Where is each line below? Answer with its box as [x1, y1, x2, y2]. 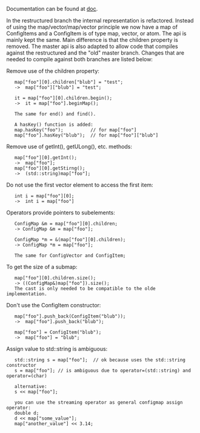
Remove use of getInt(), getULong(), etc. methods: [6, 143, 132, 150]
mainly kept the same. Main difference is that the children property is [6, 36, 179, 43]
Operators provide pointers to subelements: [6, 209, 115, 216]
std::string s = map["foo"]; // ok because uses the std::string [14, 357, 186, 363]
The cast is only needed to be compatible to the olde [14, 285, 156, 292]
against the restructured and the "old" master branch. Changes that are [6, 49, 185, 56]
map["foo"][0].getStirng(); [14, 165, 85, 171]
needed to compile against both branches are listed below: [6, 56, 153, 63]
